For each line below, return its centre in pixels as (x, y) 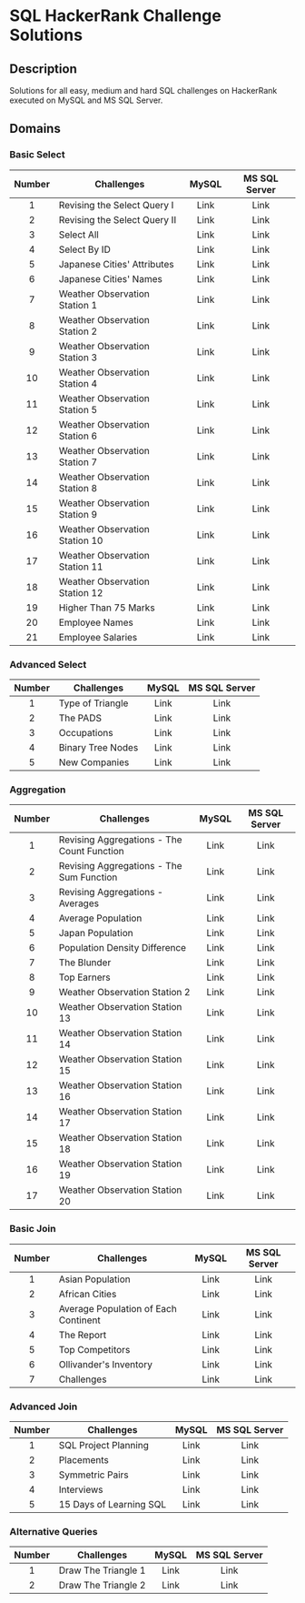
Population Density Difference (123, 948)
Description (43, 69)
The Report (83, 1335)
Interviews (81, 1489)
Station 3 (78, 358)
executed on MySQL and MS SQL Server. (86, 100)
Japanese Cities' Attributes (116, 264)
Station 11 (81, 567)
